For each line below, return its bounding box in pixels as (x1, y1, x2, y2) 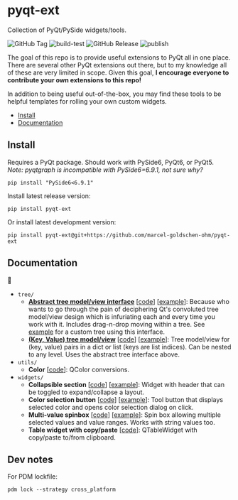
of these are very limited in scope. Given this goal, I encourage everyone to (7, 68, 229, 77)
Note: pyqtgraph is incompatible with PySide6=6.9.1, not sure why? (7, 165, 204, 174)
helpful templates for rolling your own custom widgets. (7, 97, 167, 105)
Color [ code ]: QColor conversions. (28, 365, 130, 374)
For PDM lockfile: (7, 472, 58, 481)
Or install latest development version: (7, 217, 117, 226)
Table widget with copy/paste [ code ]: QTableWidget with (28, 425, 198, 434)
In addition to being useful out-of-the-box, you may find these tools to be (7, 89, 222, 98)
